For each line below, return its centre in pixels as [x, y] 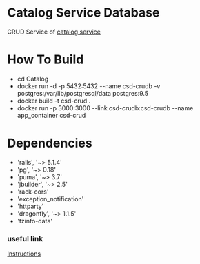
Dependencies [50, 143]
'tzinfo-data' [35, 221]
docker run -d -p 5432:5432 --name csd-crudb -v [89, 86]
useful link [25, 238]
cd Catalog [33, 79]
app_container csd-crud [51, 115]
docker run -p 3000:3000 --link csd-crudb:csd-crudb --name [105, 108]
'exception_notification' [50, 199]
